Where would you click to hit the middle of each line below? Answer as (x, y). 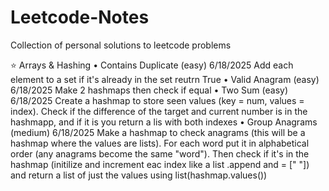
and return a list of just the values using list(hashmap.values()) (139, 175)
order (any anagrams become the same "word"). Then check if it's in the (160, 153)
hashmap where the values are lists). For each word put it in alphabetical (160, 143)
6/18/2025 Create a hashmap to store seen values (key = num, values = (157, 100)
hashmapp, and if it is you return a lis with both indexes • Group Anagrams (164, 122)
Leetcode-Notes (80, 17)
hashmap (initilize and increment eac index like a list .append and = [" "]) (160, 164)
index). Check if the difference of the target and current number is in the (159, 111)
